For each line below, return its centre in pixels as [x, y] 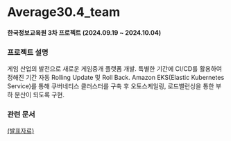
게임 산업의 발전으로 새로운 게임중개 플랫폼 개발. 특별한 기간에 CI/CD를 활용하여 [114, 69]
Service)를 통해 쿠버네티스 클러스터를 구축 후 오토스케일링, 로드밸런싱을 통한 [111, 86]
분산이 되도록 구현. [39, 95]
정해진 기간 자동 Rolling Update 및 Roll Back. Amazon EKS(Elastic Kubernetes [116, 78]
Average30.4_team [64, 12]
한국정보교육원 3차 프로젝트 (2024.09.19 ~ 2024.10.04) [84, 33]
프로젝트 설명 [28, 52]
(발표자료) [21, 131]
